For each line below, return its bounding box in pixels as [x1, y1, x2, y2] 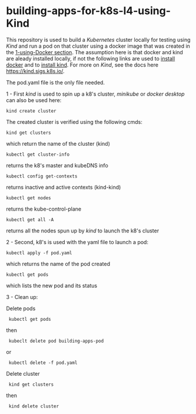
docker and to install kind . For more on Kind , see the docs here [6, 61, 159, 68]
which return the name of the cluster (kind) [6, 140, 111, 147]
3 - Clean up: [6, 293, 38, 300]
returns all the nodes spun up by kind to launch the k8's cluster [6, 227, 160, 234]
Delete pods [6, 305, 36, 312]
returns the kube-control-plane [6, 205, 82, 212]
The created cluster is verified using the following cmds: [6, 118, 142, 125]
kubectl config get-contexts [6, 173, 78, 179]
